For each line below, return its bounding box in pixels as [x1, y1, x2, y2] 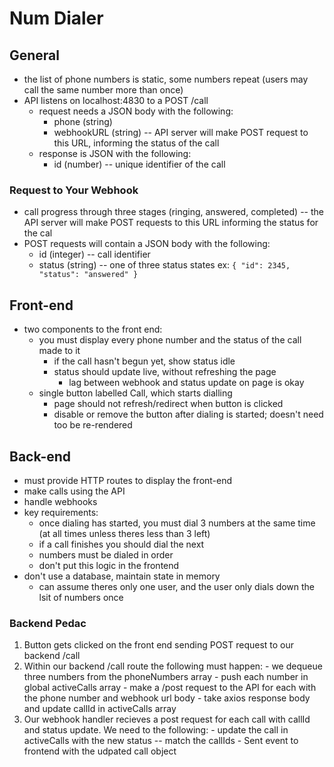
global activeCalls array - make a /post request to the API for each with [23, 682, 317, 694]
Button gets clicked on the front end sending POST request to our [23, 639, 295, 651]
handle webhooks [23, 495, 98, 507]
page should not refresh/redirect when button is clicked [53, 398, 284, 410]
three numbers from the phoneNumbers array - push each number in [23, 671, 309, 683]
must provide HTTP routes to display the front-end [23, 474, 233, 486]
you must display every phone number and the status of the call [38, 334, 302, 346]
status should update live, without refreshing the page [53, 366, 277, 378]
